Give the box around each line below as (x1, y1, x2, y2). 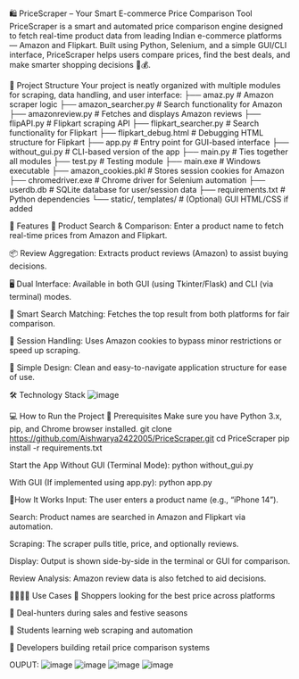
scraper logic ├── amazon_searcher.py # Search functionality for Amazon (9, 99, 283, 110)
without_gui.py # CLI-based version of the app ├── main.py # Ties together (9, 146, 288, 157)
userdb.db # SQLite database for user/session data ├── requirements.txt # (9, 185, 286, 195)
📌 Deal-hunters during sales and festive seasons (9, 608, 188, 618)
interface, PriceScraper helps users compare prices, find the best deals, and (9, 49, 291, 60)
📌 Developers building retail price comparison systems (9, 642, 211, 652)
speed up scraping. (9, 345, 80, 355)
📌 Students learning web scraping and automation (9, 625, 194, 635)
